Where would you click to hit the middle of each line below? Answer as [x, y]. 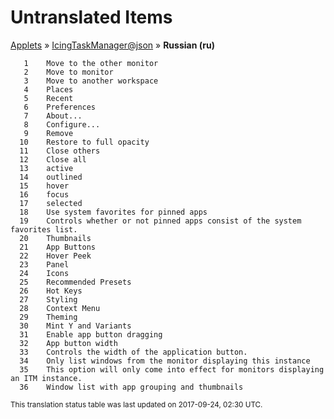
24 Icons [44, 273]
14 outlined [51, 177]
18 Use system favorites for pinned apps [113, 212]
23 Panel [44, 264]
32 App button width [68, 343]
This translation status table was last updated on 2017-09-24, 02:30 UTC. [136, 404]
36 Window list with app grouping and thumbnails [131, 387]
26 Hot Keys [51, 291]
